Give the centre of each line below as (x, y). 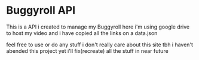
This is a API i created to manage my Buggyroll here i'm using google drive (98, 27)
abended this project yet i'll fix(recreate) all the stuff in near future (87, 50)
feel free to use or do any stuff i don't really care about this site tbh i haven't (99, 45)
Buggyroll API (41, 10)
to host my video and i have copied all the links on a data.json (82, 33)
